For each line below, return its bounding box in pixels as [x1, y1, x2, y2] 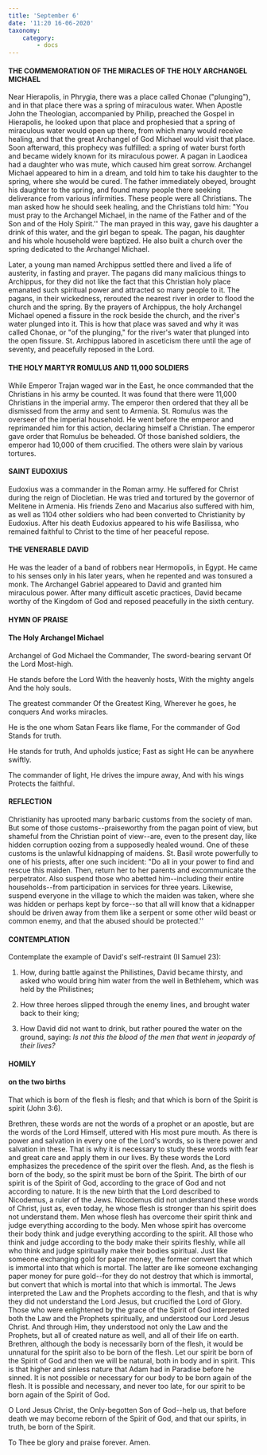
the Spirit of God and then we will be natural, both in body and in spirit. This [8, 1355, 256, 1365]
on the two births [8, 1077, 66, 1087]
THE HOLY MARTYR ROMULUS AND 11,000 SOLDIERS [8, 363, 189, 372]
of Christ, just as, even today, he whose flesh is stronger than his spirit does [8, 1203, 257, 1213]
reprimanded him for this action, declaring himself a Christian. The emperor [8, 423, 255, 433]
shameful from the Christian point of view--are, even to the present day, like [8, 831, 257, 841]
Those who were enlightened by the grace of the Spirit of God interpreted [8, 1304, 250, 1315]
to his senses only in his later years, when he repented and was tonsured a [8, 571, 253, 580]
